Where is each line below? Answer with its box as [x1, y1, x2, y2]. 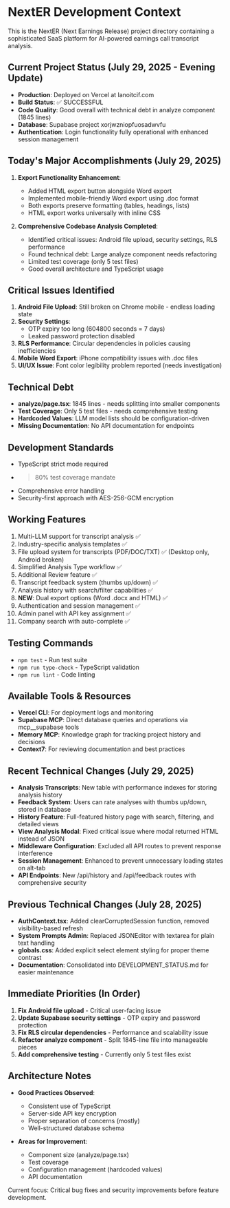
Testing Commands [8, 637, 93, 649]
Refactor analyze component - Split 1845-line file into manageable [17, 1035, 209, 1044]
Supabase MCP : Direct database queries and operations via [17, 716, 188, 724]
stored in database [17, 806, 71, 814]
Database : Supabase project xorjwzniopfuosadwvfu [17, 120, 166, 128]
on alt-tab [17, 864, 46, 872]
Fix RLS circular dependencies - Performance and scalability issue [17, 1028, 209, 1036]
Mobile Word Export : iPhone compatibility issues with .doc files [17, 354, 198, 362]
